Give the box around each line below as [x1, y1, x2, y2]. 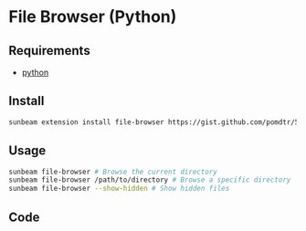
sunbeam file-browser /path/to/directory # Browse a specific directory [8, 175, 291, 184]
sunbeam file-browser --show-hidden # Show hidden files [8, 184, 230, 194]
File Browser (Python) [8, 6, 177, 27]
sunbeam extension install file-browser [8, 117, 165, 127]
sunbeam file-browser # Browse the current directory [8, 167, 218, 176]
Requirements [8, 43, 90, 58]
